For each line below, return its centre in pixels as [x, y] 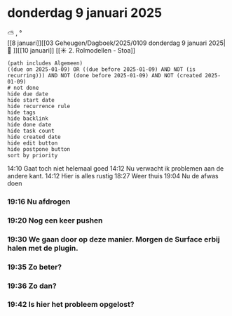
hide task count [31, 131]
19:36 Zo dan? [32, 286]
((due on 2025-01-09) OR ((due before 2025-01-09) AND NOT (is [102, 69]
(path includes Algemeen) [45, 63]
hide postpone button [39, 149]
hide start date [31, 100]
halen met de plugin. [43, 248]
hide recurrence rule [39, 106]
